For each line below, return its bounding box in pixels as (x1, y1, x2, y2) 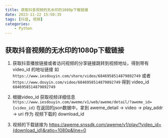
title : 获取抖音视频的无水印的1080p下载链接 (5, 7, 89, 13)
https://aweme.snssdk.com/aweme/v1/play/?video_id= (49, 121, 162, 127)
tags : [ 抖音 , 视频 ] (5, 17, 43, 22)
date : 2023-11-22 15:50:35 (5, 12, 62, 17)
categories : (5, 21, 30, 27)
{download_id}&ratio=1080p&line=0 (12, 127, 86, 133)
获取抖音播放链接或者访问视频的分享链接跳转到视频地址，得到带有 (12, 60, 149, 66)
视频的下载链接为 (12, 121, 48, 127)
